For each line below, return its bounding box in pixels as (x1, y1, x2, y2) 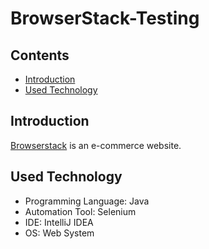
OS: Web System (24, 227, 95, 239)
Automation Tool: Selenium (24, 205, 137, 217)
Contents (10, 47, 70, 64)
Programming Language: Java (24, 195, 150, 207)
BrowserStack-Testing (10, 7, 200, 30)
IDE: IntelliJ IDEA (24, 216, 94, 228)
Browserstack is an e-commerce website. (10, 139, 182, 151)
